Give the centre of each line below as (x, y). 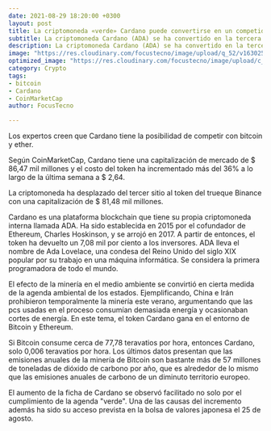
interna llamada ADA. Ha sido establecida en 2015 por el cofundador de (127, 226)
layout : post (30, 23)
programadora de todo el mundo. (63, 269)
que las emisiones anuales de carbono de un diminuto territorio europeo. (129, 377)
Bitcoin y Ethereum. (41, 327)
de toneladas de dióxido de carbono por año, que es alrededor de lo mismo (133, 369)
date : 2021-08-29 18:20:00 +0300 (65, 16)
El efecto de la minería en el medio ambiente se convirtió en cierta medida (131, 284)
